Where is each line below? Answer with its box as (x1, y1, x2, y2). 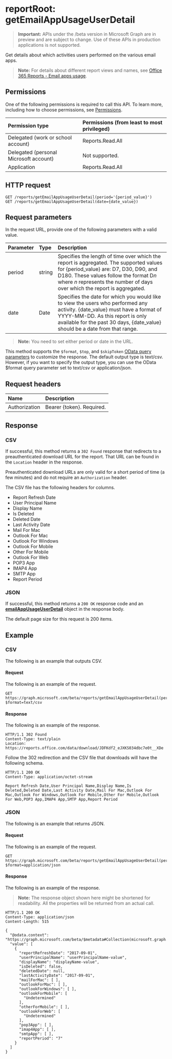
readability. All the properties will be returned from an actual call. (17, 900, 155, 906)
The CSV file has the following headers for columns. (5, 484, 115, 490)
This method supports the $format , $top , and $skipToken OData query (5, 349, 152, 355)
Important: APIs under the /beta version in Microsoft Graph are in (17, 31, 156, 37)
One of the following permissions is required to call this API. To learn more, (5, 101, 163, 107)
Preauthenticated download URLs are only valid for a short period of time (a (5, 469, 165, 475)
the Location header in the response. (5, 459, 83, 465)
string (38, 269, 53, 276)
